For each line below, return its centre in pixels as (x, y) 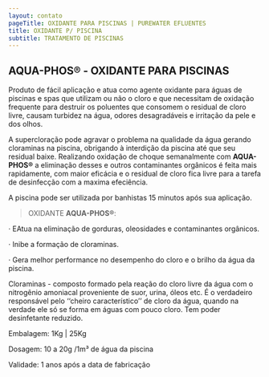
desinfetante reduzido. (46, 318)
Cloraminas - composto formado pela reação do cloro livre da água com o (131, 284)
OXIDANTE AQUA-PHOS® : (72, 213)
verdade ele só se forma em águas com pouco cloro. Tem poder (114, 310)
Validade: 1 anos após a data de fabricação (79, 365)
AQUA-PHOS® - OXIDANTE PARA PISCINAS (119, 70)
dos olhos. (26, 124)
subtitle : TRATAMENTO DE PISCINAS (66, 38)
